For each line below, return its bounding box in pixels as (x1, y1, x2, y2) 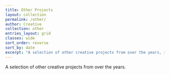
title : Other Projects (5, 7, 53, 13)
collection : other (5, 26, 44, 31)
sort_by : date (5, 45, 35, 50)
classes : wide (5, 36, 35, 41)
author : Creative (5, 21, 42, 27)
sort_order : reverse (5, 41, 49, 46)
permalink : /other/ (5, 17, 47, 22)
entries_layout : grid (5, 31, 51, 36)
